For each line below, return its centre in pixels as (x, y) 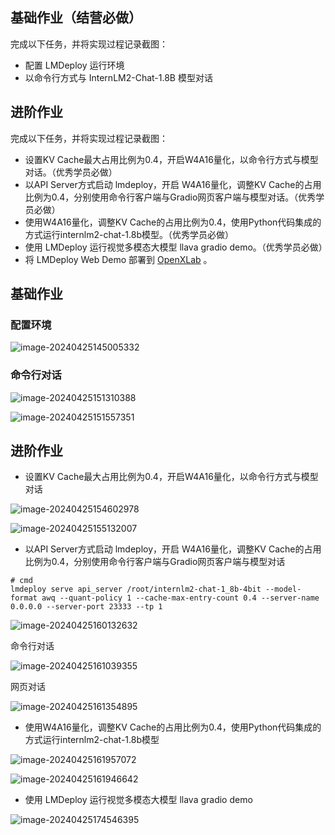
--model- (283, 589)
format (24, 598)
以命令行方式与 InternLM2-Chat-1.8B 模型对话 (118, 77)
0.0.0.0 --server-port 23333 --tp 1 (86, 607)
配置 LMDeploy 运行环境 (74, 65)
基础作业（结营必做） (76, 18)
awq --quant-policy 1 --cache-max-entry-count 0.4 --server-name (180, 598)
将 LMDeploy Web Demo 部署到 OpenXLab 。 (118, 259)
